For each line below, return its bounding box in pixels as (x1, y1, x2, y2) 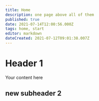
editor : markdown (5, 31, 42, 36)
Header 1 (5, 58, 43, 69)
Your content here (5, 74, 43, 80)
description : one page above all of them (5, 12, 94, 17)
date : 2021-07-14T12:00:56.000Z (5, 21, 74, 27)
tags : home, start (5, 26, 44, 31)
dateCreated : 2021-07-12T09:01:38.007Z (5, 36, 90, 41)
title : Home (5, 7, 30, 13)
